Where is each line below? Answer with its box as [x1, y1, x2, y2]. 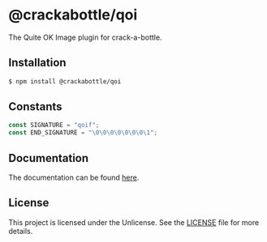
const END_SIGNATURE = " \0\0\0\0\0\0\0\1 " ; [8, 129, 158, 137]
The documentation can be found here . [8, 172, 140, 182]
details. [8, 226, 33, 236]
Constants [8, 100, 62, 114]
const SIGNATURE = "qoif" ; [8, 121, 100, 129]
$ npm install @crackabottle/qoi [8, 77, 122, 86]
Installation [8, 56, 67, 70]
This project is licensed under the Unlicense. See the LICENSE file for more [8, 217, 260, 227]
